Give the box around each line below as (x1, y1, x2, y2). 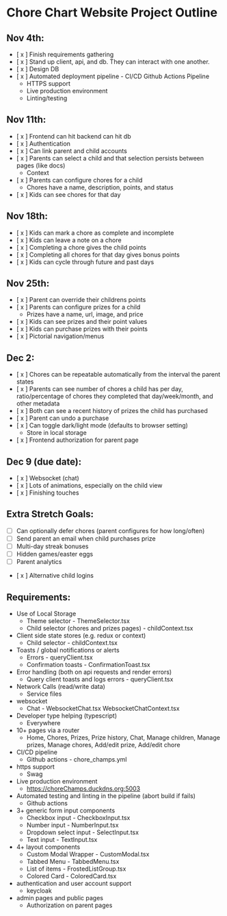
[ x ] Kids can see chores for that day (16, 190, 121, 198)
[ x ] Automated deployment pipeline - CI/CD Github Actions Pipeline (16, 72, 210, 80)
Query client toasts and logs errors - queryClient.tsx (26, 675, 174, 683)
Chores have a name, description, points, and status (26, 183, 174, 191)
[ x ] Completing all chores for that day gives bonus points (16, 250, 181, 259)
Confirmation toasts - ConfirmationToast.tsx (26, 661, 151, 668)
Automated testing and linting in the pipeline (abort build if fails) (16, 792, 196, 800)
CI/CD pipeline (16, 748, 58, 756)
